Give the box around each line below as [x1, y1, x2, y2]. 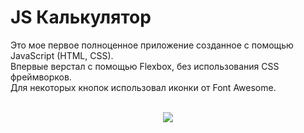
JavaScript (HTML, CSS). [10, 49, 114, 61]
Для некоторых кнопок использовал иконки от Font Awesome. [10, 81, 277, 93]
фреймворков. [10, 71, 72, 83]
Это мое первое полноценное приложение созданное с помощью [10, 39, 294, 51]
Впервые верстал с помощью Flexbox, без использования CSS [10, 60, 280, 72]
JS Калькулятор [10, 6, 152, 29]
